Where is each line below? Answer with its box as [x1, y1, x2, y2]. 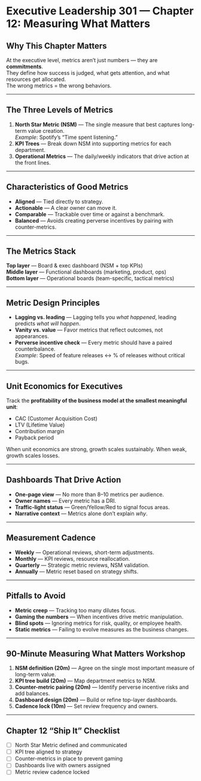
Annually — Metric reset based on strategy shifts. [14, 567, 139, 575]
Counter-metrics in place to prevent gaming [14, 755, 123, 762]
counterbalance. [14, 345, 56, 352]
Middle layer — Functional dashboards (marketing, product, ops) [6, 268, 166, 276]
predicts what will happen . [14, 320, 81, 327]
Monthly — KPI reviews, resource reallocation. [14, 555, 130, 562]
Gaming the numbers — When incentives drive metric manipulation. [14, 613, 184, 620]
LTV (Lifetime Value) [14, 421, 65, 429]
